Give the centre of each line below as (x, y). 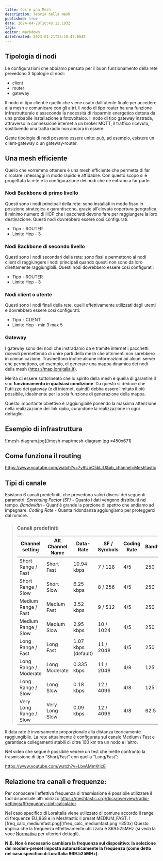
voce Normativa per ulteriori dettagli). (42, 834)
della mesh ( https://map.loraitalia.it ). (41, 369)
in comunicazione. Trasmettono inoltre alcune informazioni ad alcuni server (80, 358)
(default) (83, 654)
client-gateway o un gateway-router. (41, 143)
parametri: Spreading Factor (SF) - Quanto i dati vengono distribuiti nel (76, 500)
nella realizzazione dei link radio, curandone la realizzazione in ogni (73, 408)
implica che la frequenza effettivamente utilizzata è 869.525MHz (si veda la (81, 829)
